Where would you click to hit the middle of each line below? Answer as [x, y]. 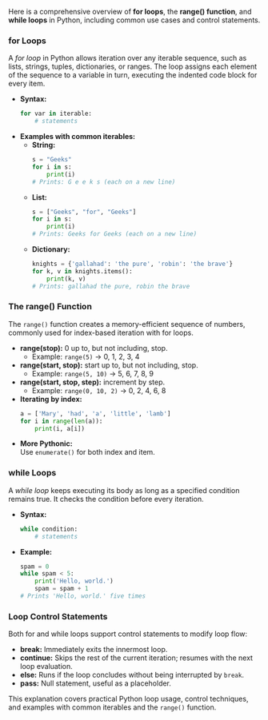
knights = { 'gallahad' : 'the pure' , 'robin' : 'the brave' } [132, 264]
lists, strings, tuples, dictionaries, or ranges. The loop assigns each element [133, 66]
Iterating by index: [51, 399]
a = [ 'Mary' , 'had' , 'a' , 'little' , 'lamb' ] [95, 414]
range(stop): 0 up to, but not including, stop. [94, 348]
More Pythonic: [46, 444]
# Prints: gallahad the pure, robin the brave [111, 286]
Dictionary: [51, 249]
